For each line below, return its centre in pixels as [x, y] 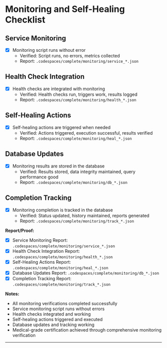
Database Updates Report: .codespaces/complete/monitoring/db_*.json [86, 273]
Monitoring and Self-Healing [65, 9]
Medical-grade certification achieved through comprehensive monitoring [87, 330]
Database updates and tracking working [53, 325]
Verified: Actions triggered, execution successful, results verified [86, 133]
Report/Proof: [20, 230]
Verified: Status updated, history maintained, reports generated [84, 215]
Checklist [25, 20]
